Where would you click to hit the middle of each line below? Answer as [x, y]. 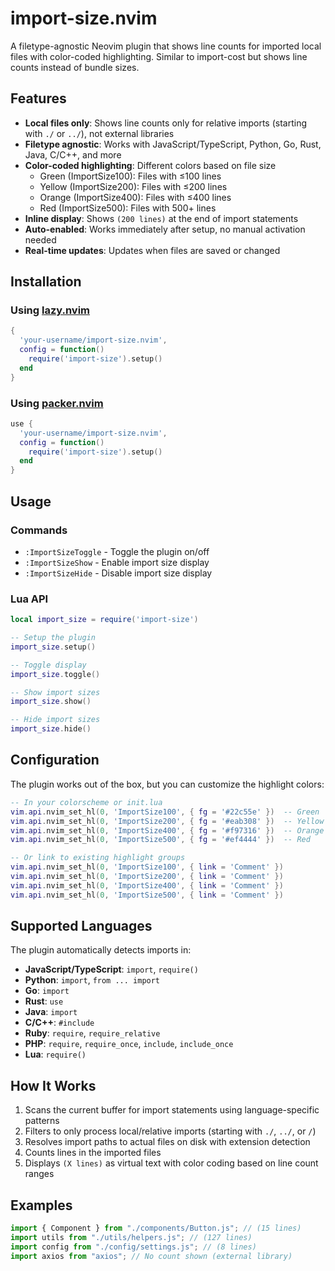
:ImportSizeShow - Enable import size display [117, 562]
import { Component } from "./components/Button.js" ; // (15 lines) [156, 1228]
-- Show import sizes [55, 692]
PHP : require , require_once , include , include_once [129, 1044]
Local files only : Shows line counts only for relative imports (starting [166, 123]
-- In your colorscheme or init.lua [86, 802]
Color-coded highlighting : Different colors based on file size [150, 165]
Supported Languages [81, 926]
